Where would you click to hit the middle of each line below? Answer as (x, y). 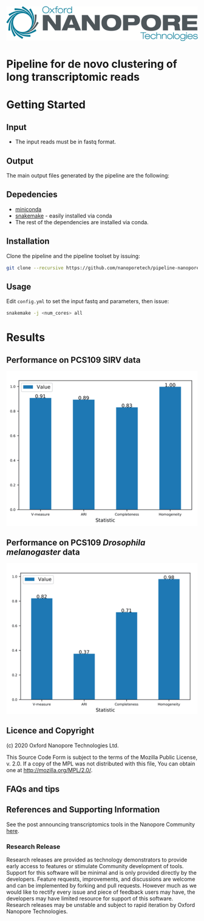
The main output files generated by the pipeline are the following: (88, 175)
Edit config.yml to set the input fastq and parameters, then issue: (88, 301)
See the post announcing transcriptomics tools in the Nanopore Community (101, 824)
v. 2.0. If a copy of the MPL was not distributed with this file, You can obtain (101, 764)
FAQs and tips (33, 789)
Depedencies (32, 195)
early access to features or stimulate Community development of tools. (95, 866)
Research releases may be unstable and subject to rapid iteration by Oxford (101, 905)
